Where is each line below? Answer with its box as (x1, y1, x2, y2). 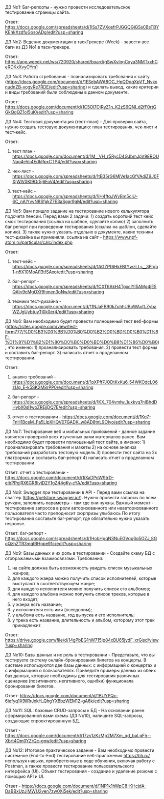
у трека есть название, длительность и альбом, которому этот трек (12, 617, 155, 623)
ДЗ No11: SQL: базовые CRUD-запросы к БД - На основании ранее (5, 708, 144, 713)
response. (5, 521, 25, 526)
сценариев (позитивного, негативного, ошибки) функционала (5, 678, 134, 684)
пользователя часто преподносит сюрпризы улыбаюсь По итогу (5, 511, 141, 516)
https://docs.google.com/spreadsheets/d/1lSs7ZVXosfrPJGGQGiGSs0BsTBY (5, 24, 159, 30)
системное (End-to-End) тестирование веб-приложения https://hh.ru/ (5, 753, 150, 758)
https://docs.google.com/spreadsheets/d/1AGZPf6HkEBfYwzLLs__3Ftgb (12, 264, 158, 269)
